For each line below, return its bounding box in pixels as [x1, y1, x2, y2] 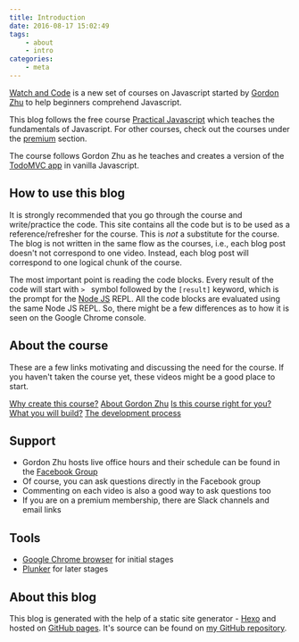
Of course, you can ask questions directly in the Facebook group [21, 476, 262, 487]
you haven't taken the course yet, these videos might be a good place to [9, 371, 276, 382]
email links [21, 504, 62, 515]
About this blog [9, 589, 96, 604]
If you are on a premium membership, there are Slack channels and [21, 495, 270, 505]
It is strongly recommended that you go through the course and [9, 209, 243, 220]
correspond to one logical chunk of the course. [9, 256, 183, 268]
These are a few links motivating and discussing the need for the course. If [9, 362, 284, 372]
